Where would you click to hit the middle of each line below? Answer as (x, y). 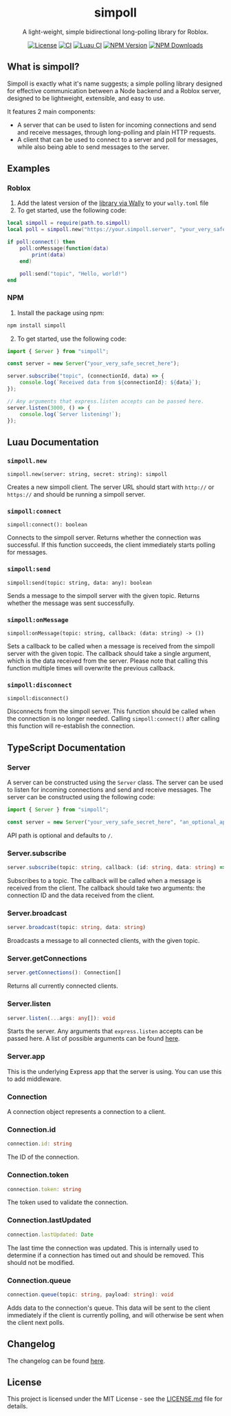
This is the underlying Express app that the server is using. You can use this (114, 1071)
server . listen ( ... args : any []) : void (61, 1018)
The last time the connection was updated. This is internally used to (103, 1248)
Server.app (26, 1057)
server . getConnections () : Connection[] (64, 973)
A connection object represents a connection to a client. (87, 1112)
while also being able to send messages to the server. (93, 147)
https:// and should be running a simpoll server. (76, 495)
